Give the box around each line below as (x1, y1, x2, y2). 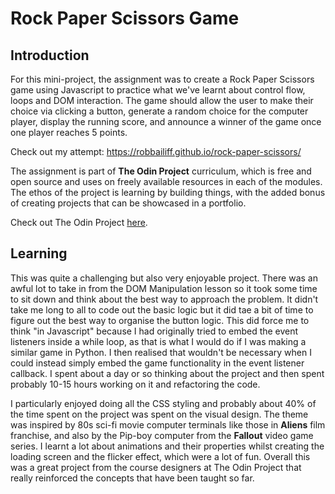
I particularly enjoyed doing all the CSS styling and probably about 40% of (10, 397, 317, 409)
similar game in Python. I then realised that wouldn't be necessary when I (10, 346, 312, 358)
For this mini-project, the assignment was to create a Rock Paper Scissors (10, 73, 315, 85)
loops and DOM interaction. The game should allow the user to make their (10, 95, 314, 106)
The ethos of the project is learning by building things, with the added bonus (10, 187, 326, 198)
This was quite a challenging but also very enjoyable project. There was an (10, 272, 318, 284)
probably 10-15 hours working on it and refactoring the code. (10, 378, 261, 390)
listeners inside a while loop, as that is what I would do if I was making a (10, 335, 307, 347)
